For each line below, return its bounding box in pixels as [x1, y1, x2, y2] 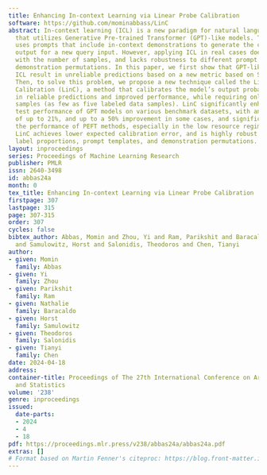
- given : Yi [8, 270, 48, 278]
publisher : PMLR [8, 160, 62, 168]
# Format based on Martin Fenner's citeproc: [8, 454, 161, 463]
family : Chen [15, 351, 59, 360]
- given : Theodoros [8, 329, 73, 338]
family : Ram [15, 292, 56, 300]
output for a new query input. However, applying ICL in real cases [15, 48, 247, 56]
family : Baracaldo [15, 307, 77, 315]
